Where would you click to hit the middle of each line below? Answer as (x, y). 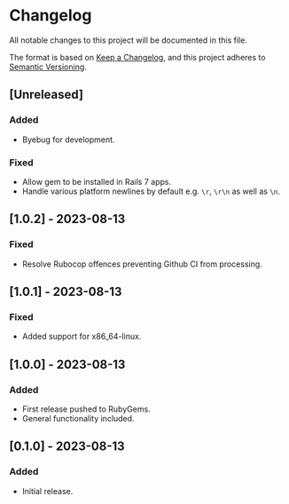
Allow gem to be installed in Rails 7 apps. (96, 181)
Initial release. (47, 491)
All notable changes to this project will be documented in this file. (129, 40)
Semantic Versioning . (48, 67)
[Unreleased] (47, 95)
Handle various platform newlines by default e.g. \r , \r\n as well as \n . (151, 191)
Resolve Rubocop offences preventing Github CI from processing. (142, 264)
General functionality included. (78, 418)
